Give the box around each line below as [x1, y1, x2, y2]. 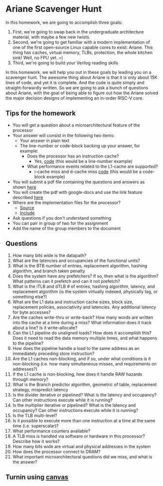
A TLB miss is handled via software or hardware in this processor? [12, 433, 145, 439]
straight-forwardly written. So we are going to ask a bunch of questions [5, 85, 148, 90]
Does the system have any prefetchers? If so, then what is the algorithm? [12, 273, 159, 279]
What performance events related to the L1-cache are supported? [27, 163, 158, 169]
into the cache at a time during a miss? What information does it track [12, 319, 152, 325]
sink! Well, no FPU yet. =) [12, 54, 64, 60]
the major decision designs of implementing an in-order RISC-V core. [5, 95, 144, 101]
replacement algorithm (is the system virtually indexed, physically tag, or [12, 288, 158, 295]
